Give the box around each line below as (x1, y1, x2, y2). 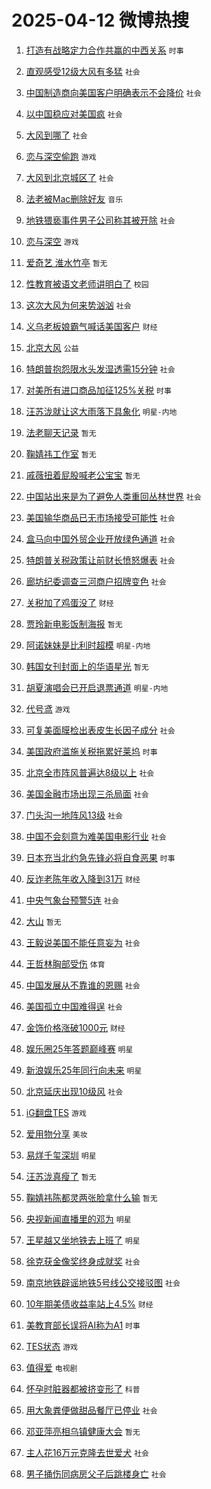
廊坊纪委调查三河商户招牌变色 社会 (25, 575, 167, 587)
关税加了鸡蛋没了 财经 (25, 596, 114, 608)
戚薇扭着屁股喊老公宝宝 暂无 (25, 469, 141, 481)
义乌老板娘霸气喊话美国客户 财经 (25, 320, 158, 332)
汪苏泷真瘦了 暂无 (25, 1170, 97, 1182)
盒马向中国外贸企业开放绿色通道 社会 (25, 532, 176, 545)
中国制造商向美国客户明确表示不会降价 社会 (25, 86, 202, 98)
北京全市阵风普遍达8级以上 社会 (25, 766, 155, 778)
